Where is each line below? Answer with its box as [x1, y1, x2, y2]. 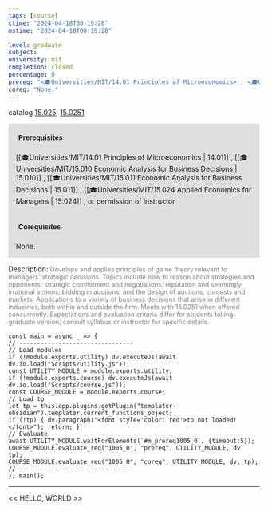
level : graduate [8, 41, 62, 49]
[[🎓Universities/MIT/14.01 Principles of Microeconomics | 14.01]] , [15, 153, 233, 162]
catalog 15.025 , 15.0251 [8, 107, 85, 117]
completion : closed [8, 63, 73, 72]
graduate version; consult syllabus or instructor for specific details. [8, 317, 210, 326]
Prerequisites [18, 133, 63, 142]
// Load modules [8, 346, 62, 354]
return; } [47, 422, 81, 431]
